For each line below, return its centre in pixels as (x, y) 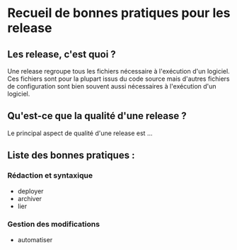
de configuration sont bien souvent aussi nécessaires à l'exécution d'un (112, 86)
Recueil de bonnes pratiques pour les (119, 13)
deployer (30, 191)
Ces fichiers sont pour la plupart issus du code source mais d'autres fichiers (118, 79)
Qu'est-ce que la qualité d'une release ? (97, 116)
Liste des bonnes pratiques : (71, 155)
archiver (30, 198)
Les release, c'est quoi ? (62, 54)
